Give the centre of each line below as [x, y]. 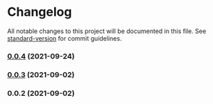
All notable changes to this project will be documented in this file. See [107, 31]
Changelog [40, 12]
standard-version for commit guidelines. [65, 38]
